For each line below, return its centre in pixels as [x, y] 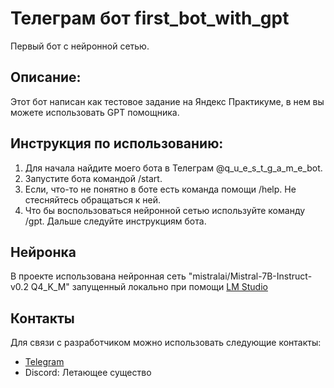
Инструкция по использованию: [117, 143]
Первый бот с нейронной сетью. [80, 46]
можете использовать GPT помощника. [95, 112]
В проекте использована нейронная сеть [98, 276]
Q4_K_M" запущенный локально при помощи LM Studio [149, 287]
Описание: [46, 77]
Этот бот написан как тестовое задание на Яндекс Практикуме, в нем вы [167, 101]
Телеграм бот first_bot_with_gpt [150, 18]
